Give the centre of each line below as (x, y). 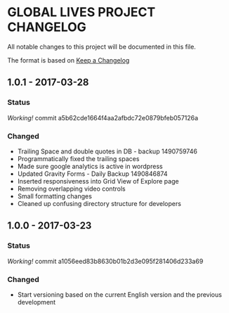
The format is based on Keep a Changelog (68, 60)
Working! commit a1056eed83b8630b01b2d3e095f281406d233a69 (105, 261)
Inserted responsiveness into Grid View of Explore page (98, 181)
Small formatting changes (55, 196)
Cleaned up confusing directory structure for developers (99, 203)
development (37, 302)
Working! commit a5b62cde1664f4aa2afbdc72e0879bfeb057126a (103, 117)
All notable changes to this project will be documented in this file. (102, 46)
